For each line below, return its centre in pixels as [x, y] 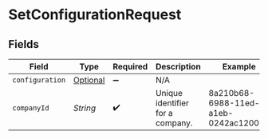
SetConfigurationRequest [95, 15]
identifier [172, 103]
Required [130, 67]
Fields [24, 44]
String [85, 108]
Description [178, 67]
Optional [89, 80]
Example [239, 67]
